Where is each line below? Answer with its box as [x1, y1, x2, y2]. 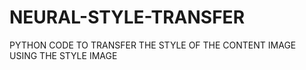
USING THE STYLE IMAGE [9, 49, 118, 61]
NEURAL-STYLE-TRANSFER [9, 6, 246, 29]
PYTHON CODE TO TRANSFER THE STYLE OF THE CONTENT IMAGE [9, 39, 297, 51]
